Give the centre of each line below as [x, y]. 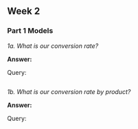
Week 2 [24, 11]
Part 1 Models [30, 31]
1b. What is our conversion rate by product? [69, 91]
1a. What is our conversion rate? [53, 46]
